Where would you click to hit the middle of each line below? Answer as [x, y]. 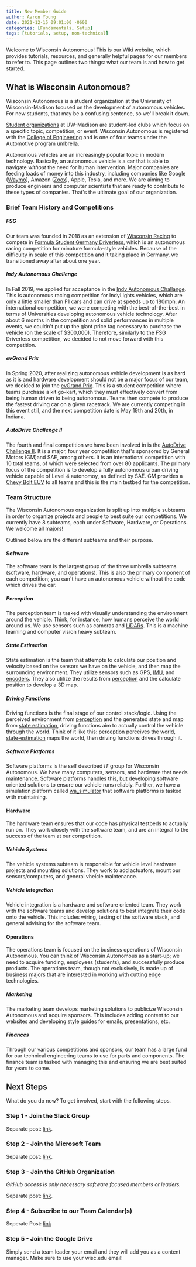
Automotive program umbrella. [43, 143]
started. [16, 68]
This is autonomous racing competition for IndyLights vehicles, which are [94, 295]
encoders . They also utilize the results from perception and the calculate [94, 679]
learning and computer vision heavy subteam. [61, 632]
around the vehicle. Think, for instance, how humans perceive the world [93, 619]
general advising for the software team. [54, 923]
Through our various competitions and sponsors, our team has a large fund [97, 1050]
